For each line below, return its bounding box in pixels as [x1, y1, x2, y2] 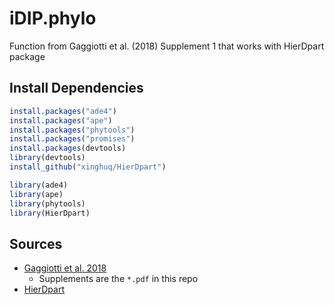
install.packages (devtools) [9, 143, 127, 154]
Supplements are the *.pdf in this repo [38, 273, 199, 285]
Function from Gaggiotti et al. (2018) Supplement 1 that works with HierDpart [9, 40, 325, 52]
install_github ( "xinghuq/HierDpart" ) [9, 162, 167, 172]
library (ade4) [9, 180, 69, 190]
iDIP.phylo [9, 7, 97, 30]
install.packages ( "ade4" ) [9, 106, 117, 116]
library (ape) [9, 189, 64, 199]
